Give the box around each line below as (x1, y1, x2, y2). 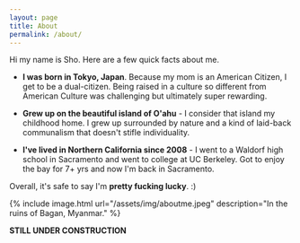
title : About (9, 22, 58, 30)
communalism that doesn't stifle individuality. (22, 127, 190, 138)
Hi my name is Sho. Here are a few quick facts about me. (9, 55, 220, 65)
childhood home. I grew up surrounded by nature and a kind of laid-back (22, 117, 292, 128)
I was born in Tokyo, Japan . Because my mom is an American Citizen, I (22, 72, 287, 82)
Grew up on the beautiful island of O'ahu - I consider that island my (22, 108, 276, 119)
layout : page (9, 13, 58, 22)
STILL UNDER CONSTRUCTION (9, 225, 128, 236)
